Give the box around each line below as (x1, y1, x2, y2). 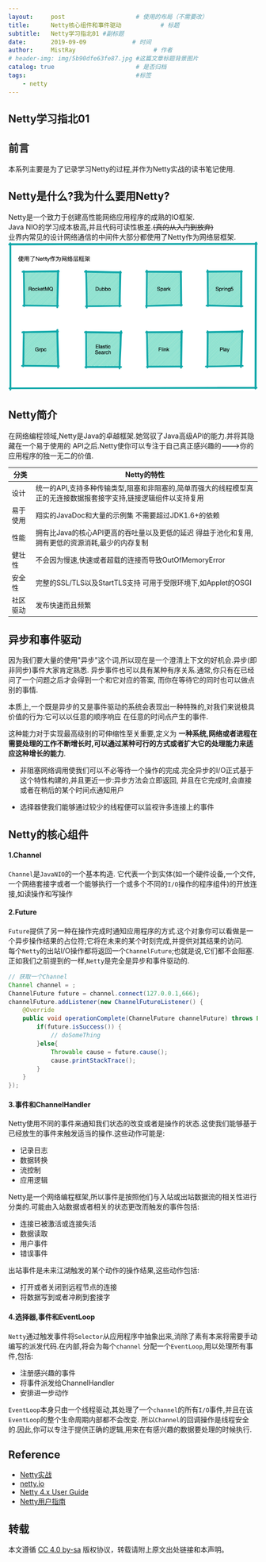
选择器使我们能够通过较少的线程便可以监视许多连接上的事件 (19, 802, 215, 812)
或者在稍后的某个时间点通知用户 (19, 786, 124, 795)
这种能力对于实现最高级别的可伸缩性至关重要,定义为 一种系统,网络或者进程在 (8, 729, 257, 738)
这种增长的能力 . (14, 748, 66, 758)
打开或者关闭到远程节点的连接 (19, 1283, 117, 1292)
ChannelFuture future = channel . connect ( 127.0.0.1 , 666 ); (8, 989, 200, 998)
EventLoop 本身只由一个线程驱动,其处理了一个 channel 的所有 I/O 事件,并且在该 (8, 1405, 253, 1414)
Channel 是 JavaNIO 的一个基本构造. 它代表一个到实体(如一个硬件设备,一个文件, (8, 869, 256, 879)
